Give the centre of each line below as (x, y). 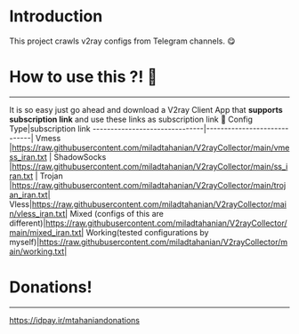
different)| (28, 223)
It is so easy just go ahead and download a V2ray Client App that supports (146, 109)
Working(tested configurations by (147, 232)
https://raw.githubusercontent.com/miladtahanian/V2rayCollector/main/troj (149, 185)
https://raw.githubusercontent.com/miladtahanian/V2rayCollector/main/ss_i (150, 166)
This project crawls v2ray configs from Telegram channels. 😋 (122, 41)
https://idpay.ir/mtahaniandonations (75, 320)
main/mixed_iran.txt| (47, 232)
